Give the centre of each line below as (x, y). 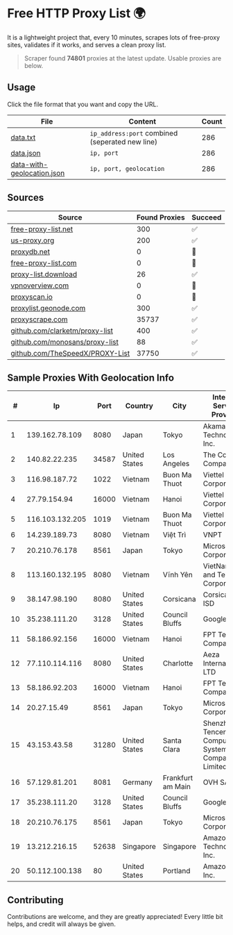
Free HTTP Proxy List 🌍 (77, 14)
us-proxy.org (33, 240)
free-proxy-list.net (42, 229)
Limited (215, 767)
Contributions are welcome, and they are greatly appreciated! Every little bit (115, 917)
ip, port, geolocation (127, 168)
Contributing (35, 900)
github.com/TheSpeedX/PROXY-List (70, 353)
